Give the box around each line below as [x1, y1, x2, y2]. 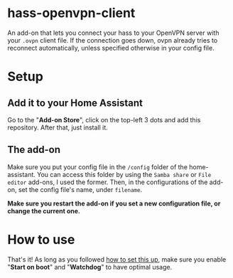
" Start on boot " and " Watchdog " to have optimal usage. [7, 262, 173, 271]
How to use [7, 231, 75, 247]
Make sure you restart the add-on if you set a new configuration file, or [7, 199, 221, 208]
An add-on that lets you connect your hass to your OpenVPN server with [7, 28, 220, 37]
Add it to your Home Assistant [7, 97, 143, 109]
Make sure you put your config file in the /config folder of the [7, 162, 188, 171]
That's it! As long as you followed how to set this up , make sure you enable [7, 255, 227, 264]
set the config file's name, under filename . [18, 185, 143, 193]
